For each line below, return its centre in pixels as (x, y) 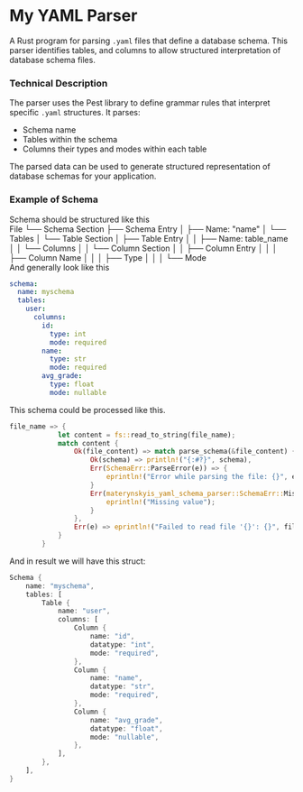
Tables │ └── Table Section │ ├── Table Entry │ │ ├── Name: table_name (149, 238)
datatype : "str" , (122, 686)
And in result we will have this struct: (78, 561)
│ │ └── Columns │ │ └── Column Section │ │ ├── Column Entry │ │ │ (143, 248)
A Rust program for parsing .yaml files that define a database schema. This (149, 41)
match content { (88, 443)
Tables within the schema (70, 140)
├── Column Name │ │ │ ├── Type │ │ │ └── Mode (108, 257)
